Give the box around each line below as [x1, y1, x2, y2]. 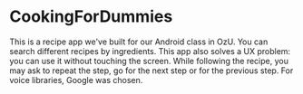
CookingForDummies [9, 6, 173, 27]
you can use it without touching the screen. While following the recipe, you [9, 55, 288, 66]
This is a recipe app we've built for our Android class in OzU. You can [9, 36, 269, 47]
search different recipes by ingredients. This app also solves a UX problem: [9, 45, 291, 56]
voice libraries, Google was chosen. [9, 74, 143, 85]
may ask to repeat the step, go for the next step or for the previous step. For [9, 65, 294, 76]
